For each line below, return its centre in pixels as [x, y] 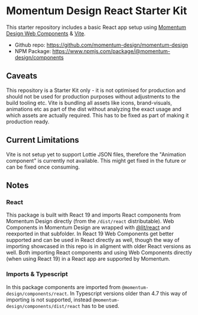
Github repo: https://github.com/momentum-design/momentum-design [101, 45]
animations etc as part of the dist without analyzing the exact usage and [94, 109]
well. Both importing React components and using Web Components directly [99, 252]
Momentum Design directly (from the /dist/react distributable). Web [90, 221]
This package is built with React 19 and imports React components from [94, 215]
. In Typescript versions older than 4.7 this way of [127, 293]
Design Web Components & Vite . [46, 33]
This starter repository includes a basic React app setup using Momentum [96, 27]
